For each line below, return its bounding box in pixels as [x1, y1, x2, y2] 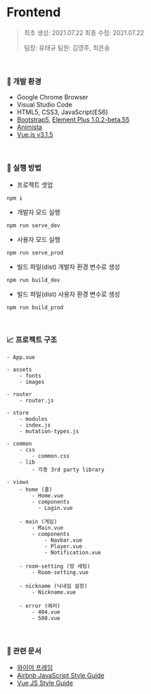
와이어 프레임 [16, 664, 53, 672]
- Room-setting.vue [32, 568, 89, 576]
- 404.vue [32, 608, 60, 616]
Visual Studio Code [16, 100, 73, 109]
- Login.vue [37, 504, 73, 511]
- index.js [19, 421, 51, 429]
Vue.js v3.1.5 [16, 130, 53, 139]
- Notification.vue [44, 549, 101, 556]
